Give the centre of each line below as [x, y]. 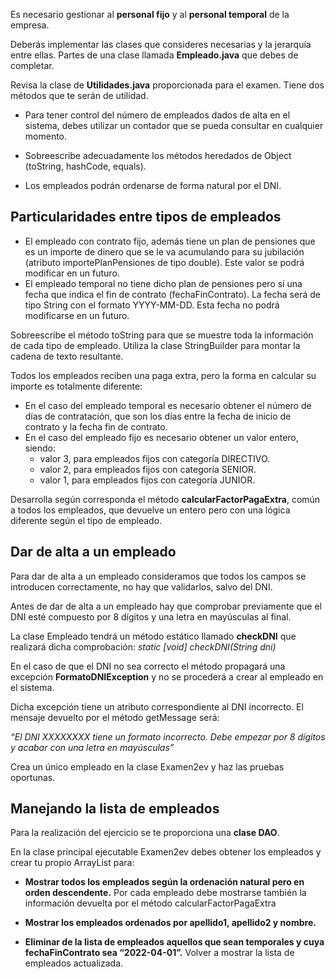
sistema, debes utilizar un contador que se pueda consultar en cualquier [174, 125]
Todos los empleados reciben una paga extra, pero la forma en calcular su [163, 375]
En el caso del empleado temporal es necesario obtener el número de [168, 405]
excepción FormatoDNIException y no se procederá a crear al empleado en [167, 676]
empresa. [30, 25]
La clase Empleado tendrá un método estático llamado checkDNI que [153, 636]
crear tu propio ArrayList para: [72, 863]
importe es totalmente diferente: [76, 386]
